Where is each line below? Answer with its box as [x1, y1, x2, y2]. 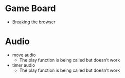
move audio [12, 52, 36, 58]
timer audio [12, 62, 35, 68]
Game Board [5, 3, 56, 14]
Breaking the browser [12, 19, 56, 25]
